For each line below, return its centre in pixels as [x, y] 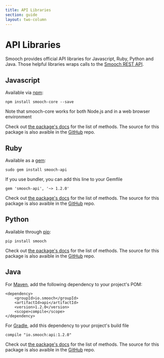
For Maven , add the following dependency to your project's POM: [74, 284]
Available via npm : [24, 93]
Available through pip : [28, 232]
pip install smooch [26, 241]
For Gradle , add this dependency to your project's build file [67, 325]
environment [19, 117]
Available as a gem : [26, 160]
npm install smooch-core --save [39, 102]
